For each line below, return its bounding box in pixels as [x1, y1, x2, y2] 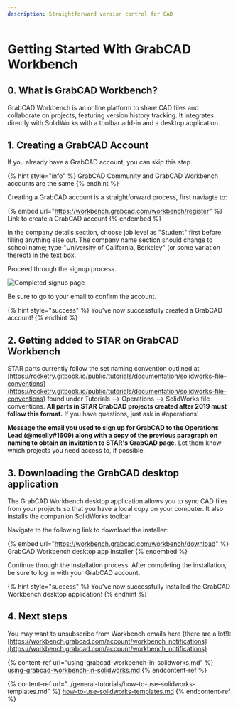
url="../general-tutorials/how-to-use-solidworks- [53, 679, 196, 688]
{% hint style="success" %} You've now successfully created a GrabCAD [7, 306, 222, 315]
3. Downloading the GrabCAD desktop [7, 467, 180, 479]
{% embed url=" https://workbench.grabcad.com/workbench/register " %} [7, 207, 223, 216]
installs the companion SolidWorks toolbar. [7, 512, 133, 520]
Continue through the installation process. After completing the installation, [7, 561, 227, 569]
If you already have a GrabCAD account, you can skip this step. [7, 158, 193, 167]
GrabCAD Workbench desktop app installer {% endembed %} [7, 547, 188, 556]
